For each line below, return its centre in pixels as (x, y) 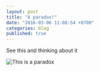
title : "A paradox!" (32, 17)
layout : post (22, 12)
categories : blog (28, 28)
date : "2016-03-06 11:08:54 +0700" (50, 22)
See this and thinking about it (42, 50)
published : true (26, 34)
